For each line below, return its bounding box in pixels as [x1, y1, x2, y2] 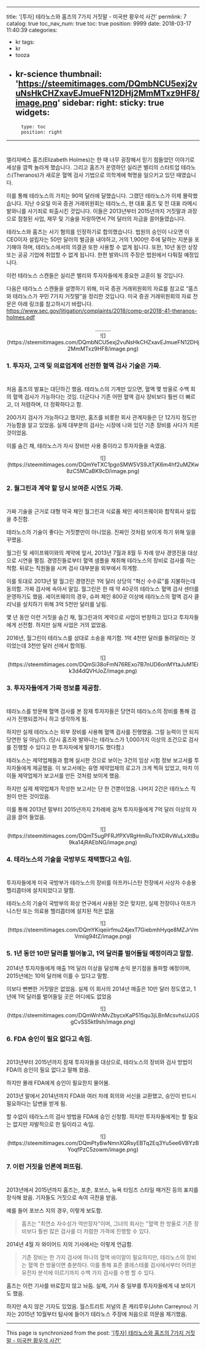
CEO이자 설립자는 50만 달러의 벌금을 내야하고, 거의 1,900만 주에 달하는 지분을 [6, 236, 193, 243]
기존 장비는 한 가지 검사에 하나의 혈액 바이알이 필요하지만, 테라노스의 [21, 1253, 185, 1261]
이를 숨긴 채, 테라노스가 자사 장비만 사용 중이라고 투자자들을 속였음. [6, 442, 167, 450]
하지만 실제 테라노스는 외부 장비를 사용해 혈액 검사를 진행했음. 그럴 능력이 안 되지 [6, 728, 199, 736]
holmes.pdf [6, 314, 36, 321]
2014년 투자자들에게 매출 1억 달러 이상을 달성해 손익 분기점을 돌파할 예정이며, [6, 964, 191, 971]
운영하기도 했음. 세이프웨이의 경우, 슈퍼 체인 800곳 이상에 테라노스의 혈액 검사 [6, 593, 193, 600]
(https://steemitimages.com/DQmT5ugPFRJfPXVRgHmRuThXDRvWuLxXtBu [7, 832, 199, 839]
